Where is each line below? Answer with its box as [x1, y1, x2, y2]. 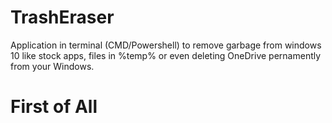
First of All [10, 96, 98, 118]
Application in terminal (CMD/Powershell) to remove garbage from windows [10, 39, 322, 51]
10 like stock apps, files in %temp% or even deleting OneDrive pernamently [10, 49, 322, 61]
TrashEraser [10, 6, 115, 29]
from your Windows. [10, 60, 95, 72]
